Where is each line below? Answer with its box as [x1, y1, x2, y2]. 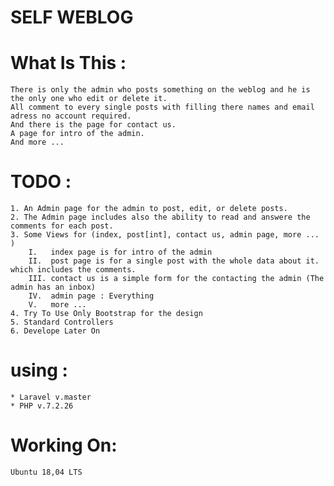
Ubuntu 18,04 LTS [10, 467, 83, 477]
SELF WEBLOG [10, 6, 134, 29]
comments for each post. [10, 221, 114, 231]
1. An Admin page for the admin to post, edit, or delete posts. [10, 204, 288, 214]
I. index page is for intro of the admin [28, 247, 213, 258]
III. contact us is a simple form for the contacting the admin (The [28, 274, 325, 284]
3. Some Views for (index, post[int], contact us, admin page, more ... [10, 230, 320, 240]
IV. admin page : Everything [28, 291, 155, 301]
